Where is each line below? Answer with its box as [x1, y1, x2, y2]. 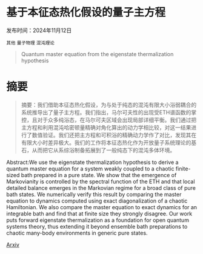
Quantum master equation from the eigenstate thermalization [21, 50, 174, 57]
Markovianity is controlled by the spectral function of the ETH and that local [6, 178, 195, 185]
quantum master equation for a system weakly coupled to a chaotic [6, 164, 175, 172]
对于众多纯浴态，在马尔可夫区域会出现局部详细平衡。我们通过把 [37, 116, 197, 123]
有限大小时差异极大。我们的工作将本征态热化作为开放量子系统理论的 [21, 138, 191, 146]
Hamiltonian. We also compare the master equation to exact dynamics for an [6, 203, 198, 210]
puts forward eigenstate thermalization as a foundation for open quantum [6, 216, 190, 224]
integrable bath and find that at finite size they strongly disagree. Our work [6, 210, 193, 217]
